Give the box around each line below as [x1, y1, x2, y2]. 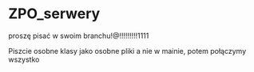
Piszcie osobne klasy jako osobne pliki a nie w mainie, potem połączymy [8, 46, 247, 55]
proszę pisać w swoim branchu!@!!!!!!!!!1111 [8, 31, 149, 40]
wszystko [8, 55, 40, 64]
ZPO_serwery [8, 5, 101, 23]
